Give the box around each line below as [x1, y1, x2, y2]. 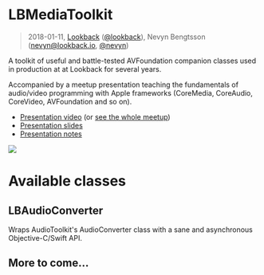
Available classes [8, 172, 126, 191]
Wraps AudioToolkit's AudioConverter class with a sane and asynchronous [8, 225, 253, 234]
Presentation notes [19, 129, 82, 139]
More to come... [8, 257, 89, 270]
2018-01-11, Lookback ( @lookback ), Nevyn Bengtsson [27, 32, 206, 41]
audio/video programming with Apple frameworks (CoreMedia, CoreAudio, [8, 88, 254, 97]
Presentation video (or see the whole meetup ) [19, 112, 171, 121]
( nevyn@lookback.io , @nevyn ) [27, 40, 129, 49]
